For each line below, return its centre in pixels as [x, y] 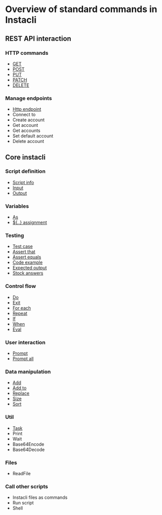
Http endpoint [27, 109]
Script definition [26, 171]
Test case [23, 246]
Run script [23, 503]
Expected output [30, 268]
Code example [27, 262]
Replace [21, 393]
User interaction [25, 342]
